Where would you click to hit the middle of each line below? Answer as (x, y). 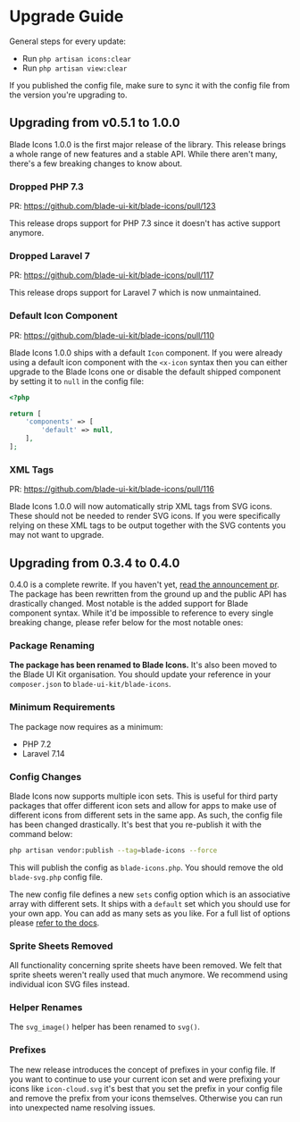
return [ (25, 414)
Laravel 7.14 (43, 753)
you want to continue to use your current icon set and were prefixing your (145, 1079)
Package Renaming (52, 645)
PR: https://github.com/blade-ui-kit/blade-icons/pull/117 (112, 275)
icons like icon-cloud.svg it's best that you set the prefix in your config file (146, 1088)
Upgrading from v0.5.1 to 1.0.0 (95, 123)
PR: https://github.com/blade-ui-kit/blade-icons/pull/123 (112, 206)
